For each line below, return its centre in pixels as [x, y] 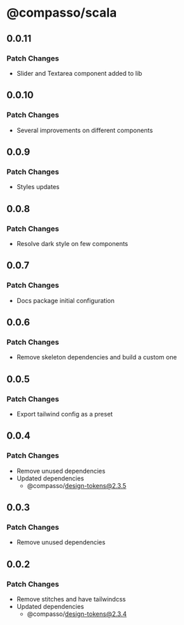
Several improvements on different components [85, 130]
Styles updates [38, 187]
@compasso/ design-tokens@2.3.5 [76, 485]
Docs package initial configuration [66, 300]
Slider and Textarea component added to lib [80, 73]
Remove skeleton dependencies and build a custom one [97, 357]
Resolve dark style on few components [72, 243]
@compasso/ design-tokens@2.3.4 [77, 614]
